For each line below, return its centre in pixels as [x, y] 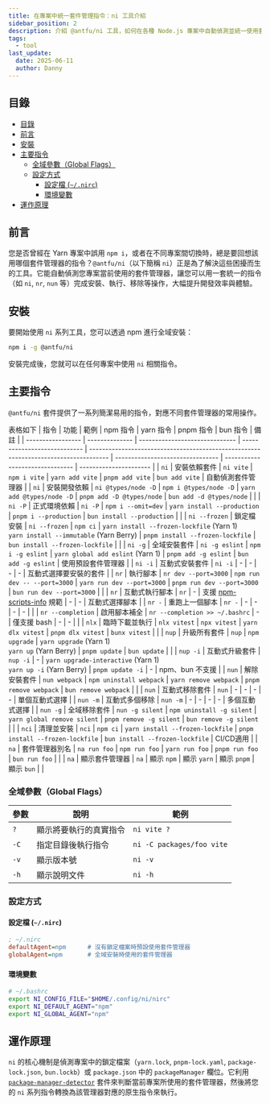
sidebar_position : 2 [43, 23]
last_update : [30, 53]
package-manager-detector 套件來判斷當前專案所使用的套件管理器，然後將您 [133, 1082]
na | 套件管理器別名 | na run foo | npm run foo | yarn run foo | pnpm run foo [133, 748]
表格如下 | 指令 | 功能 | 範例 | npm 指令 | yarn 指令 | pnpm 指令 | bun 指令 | [131, 430]
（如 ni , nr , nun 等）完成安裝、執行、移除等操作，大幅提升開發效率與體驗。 [133, 284]
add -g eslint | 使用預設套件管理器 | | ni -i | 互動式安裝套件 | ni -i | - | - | [133, 563]
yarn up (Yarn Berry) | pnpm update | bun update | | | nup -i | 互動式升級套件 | [135, 650]
